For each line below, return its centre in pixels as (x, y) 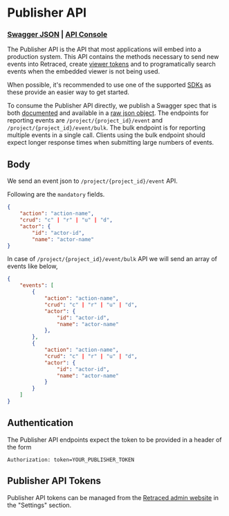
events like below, (33, 266)
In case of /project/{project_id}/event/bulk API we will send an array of (112, 259)
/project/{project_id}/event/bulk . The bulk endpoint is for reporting (107, 128)
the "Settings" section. (39, 505)
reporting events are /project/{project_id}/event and (85, 121)
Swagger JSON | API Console (57, 35)
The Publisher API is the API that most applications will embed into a (104, 49)
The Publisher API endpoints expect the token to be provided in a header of (115, 439)
